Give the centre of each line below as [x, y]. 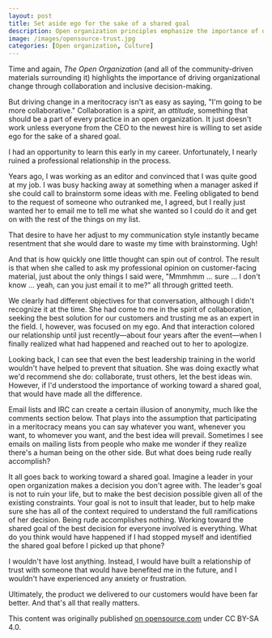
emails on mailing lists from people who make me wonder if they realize [127, 444]
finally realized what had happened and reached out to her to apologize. [129, 344]
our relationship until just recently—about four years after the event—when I [135, 335]
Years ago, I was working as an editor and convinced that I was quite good [133, 177]
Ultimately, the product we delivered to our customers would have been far [133, 594]
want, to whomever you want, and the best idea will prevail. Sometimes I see [136, 436]
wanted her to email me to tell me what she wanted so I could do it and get [133, 211]
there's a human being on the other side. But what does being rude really [130, 453]
